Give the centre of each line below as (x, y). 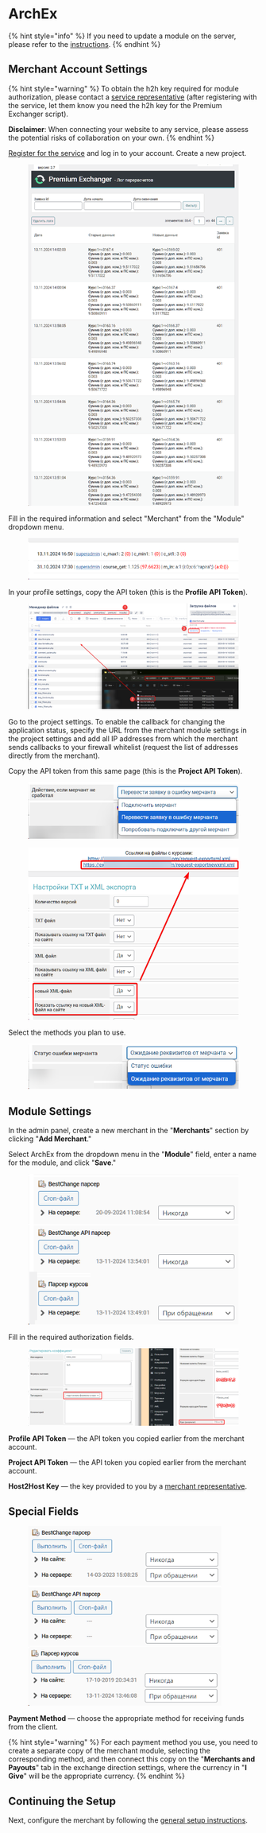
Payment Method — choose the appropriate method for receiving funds (126, 1718)
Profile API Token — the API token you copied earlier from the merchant (126, 1439)
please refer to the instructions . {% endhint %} (85, 44)
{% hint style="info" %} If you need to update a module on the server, (122, 36)
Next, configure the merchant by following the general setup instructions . (128, 1820)
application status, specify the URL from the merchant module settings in (128, 730)
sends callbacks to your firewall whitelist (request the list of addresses (123, 748)
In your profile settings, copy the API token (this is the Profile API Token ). (128, 592)
